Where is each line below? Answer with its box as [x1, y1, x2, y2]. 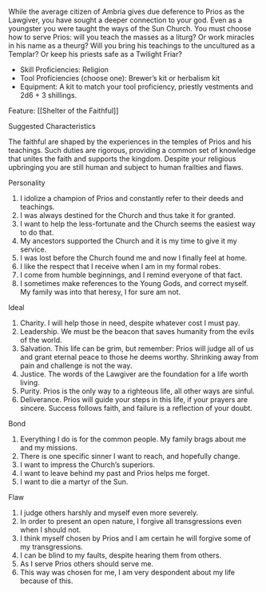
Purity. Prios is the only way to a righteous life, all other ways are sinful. [19, 386, 255, 396]
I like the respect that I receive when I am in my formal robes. [19, 262, 221, 271]
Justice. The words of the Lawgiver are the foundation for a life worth [19, 369, 249, 379]
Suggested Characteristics [8, 122, 96, 131]
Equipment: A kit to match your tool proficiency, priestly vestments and [19, 82, 254, 91]
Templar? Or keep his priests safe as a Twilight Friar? [8, 50, 182, 58]
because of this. [19, 576, 73, 586]
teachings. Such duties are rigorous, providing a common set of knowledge [8, 146, 256, 155]
